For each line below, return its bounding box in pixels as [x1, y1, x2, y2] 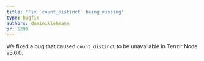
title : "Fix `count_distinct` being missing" [6, 9, 124, 15]
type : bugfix [6, 15, 40, 21]
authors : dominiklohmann [6, 20, 70, 26]
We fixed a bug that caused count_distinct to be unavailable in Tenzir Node [6, 43, 198, 50]
